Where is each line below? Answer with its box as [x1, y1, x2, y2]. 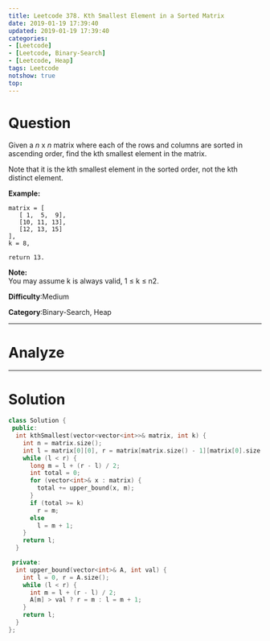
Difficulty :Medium [8, 292, 70, 302]
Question [8, 114, 71, 132]
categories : [8, 34, 48, 43]
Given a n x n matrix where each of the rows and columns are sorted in [8, 140, 243, 150]
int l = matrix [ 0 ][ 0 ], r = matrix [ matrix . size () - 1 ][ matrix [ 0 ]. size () [22, 446, 268, 455]
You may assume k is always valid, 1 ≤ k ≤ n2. [8, 276, 159, 286]
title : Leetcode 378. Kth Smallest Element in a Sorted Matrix [8, 11, 225, 20]
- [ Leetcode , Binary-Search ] [8, 49, 106, 57]
